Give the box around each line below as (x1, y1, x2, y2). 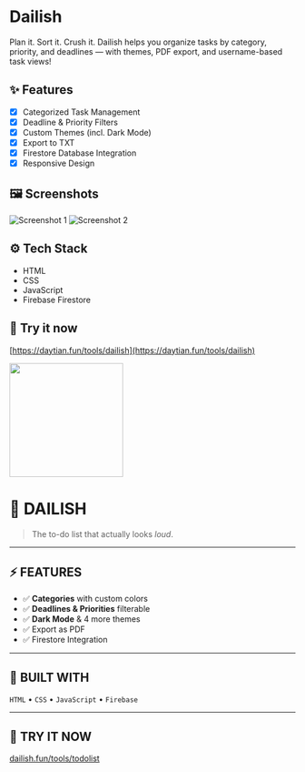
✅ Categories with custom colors (22, 594, 148, 604)
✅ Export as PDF (22, 624, 86, 635)
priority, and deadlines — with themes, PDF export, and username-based (9, 46, 283, 56)
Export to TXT (22, 137, 75, 147)
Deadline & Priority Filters (22, 117, 118, 127)
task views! (9, 56, 52, 66)
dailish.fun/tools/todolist (9, 753, 100, 764)
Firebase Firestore (22, 294, 91, 305)
